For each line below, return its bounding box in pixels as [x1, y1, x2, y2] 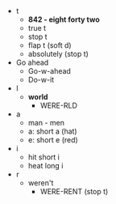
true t [27, 23, 47, 32]
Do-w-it [27, 75, 55, 84]
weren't [27, 178, 54, 188]
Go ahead [15, 57, 49, 67]
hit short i [27, 152, 60, 162]
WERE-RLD [39, 100, 78, 110]
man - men [27, 118, 65, 127]
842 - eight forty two [27, 15, 101, 24]
